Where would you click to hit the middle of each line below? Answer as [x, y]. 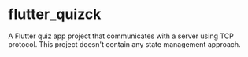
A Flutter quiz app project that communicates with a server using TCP [121, 36]
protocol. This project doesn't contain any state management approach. [125, 44]
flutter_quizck [55, 14]
